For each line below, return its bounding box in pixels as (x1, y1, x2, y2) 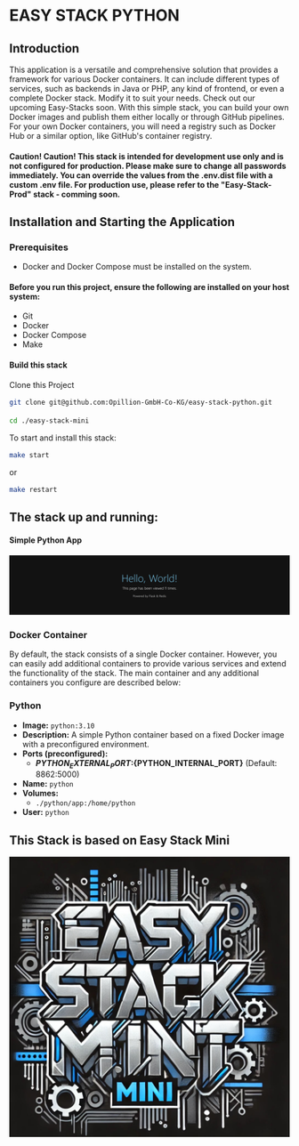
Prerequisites (9, 241, 69, 254)
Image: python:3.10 (21, 720, 95, 730)
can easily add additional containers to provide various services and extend (9, 658, 287, 669)
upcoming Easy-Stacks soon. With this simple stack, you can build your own (9, 102, 289, 112)
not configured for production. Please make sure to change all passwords (9, 160, 287, 171)
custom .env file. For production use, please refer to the (9, 179, 220, 190)
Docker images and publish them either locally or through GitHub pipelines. (9, 112, 285, 122)
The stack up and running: (9, 510, 158, 525)
